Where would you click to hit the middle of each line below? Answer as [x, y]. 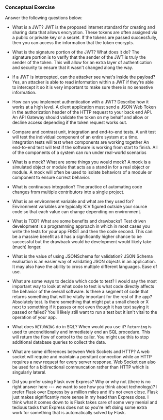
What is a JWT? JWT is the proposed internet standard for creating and [83, 27]
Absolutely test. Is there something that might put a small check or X [80, 302]
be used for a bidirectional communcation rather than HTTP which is [80, 367]
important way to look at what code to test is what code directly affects [83, 286]
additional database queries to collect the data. [59, 342]
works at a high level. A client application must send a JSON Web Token [84, 107]
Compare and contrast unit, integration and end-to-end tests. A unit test [84, 132]
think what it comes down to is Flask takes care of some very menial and [85, 403]
